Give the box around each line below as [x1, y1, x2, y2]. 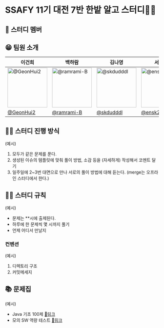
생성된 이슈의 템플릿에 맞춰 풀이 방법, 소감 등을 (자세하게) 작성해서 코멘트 [12, 157, 151, 163]
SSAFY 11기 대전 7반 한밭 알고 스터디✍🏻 [5, 4, 156, 16]
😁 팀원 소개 [5, 43, 39, 52]
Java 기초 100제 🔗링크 [12, 311, 55, 317]
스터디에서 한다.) [17, 175, 49, 181]
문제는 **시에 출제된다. [12, 215, 56, 221]
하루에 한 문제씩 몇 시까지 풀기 [12, 221, 70, 227]
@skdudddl [97, 109, 123, 116]
